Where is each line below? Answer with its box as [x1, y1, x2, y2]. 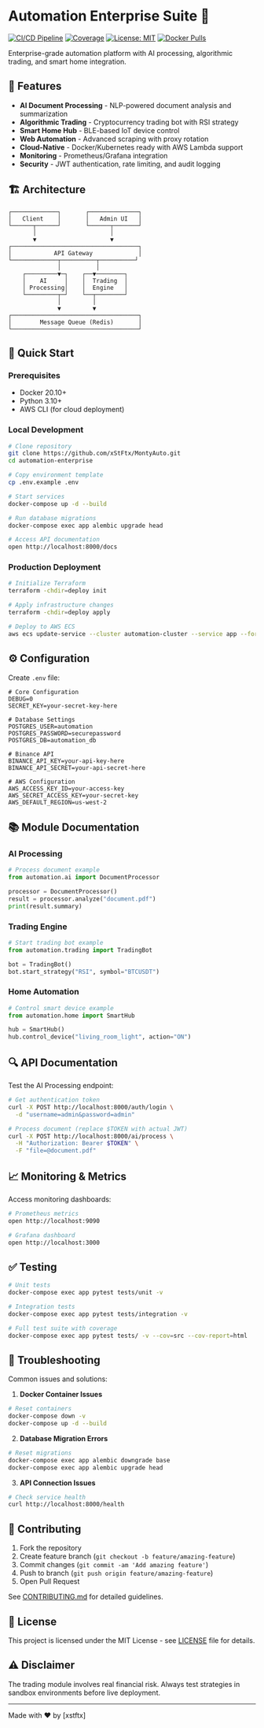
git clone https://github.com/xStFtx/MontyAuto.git [8, 449, 181, 458]
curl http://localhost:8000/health [8, 1500, 125, 1508]
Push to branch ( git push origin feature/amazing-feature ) [19, 1568, 214, 1578]
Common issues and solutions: [8, 1374, 108, 1384]
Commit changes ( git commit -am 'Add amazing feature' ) [19, 1560, 209, 1570]
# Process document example [8, 866, 101, 874]
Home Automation [8, 987, 80, 998]
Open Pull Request [19, 1577, 80, 1586]
